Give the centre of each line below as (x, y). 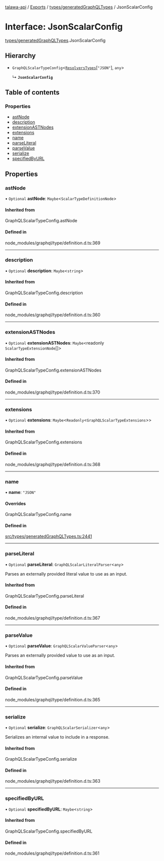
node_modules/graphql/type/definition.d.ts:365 (53, 699)
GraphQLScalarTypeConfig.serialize (41, 759)
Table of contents (32, 93)
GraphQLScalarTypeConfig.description (44, 293)
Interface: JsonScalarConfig (64, 27)
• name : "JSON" (20, 492)
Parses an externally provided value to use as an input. (60, 655)
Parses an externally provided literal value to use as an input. (66, 574)
